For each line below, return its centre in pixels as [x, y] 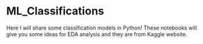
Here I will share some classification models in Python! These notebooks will [101, 28]
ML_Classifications [55, 11]
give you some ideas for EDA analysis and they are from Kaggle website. [97, 34]
